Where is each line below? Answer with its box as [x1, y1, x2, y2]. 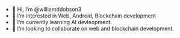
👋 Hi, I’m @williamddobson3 [11, 6, 82, 13]
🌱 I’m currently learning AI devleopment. [11, 19, 113, 25]
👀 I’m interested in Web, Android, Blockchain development [11, 12, 157, 19]
